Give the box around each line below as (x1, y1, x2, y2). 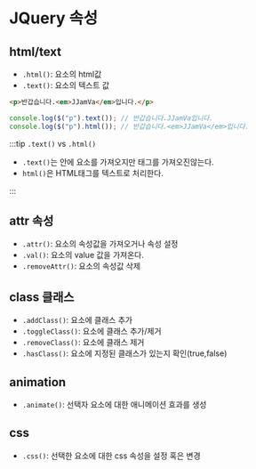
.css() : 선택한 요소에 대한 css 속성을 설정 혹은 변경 (21, 450, 202, 461)
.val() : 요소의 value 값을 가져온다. (21, 250, 144, 261)
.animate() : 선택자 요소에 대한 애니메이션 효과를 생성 (21, 400, 207, 410)
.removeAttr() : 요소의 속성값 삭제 (21, 261, 140, 271)
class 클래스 (9, 289, 75, 304)
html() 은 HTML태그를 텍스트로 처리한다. (21, 167, 164, 178)
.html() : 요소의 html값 (21, 69, 102, 79)
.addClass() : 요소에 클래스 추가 (21, 315, 133, 326)
